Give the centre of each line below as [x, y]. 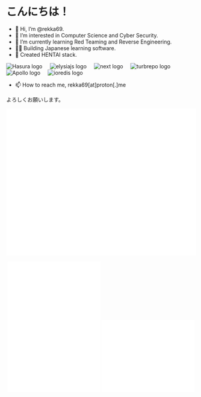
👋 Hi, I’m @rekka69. [39, 29]
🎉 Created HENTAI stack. [46, 54]
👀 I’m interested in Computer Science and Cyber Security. [86, 35]
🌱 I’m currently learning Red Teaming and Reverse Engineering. [93, 42]
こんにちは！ [38, 12]
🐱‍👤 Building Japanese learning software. [65, 48]
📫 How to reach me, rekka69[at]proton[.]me [70, 85]
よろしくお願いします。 [35, 99]
